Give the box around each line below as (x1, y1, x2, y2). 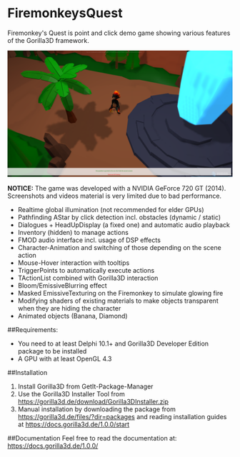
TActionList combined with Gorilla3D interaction (17, 273, 159, 283)
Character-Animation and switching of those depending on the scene (17, 243, 221, 252)
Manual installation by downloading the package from (17, 405, 176, 413)
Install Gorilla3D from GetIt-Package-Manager (17, 382, 154, 391)
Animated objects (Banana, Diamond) (17, 312, 128, 321)
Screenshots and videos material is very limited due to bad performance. (7, 191, 222, 201)
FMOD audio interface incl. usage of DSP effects (17, 236, 161, 244)
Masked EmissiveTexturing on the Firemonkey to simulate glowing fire (17, 289, 224, 298)
